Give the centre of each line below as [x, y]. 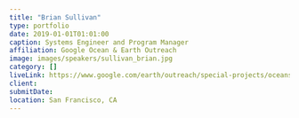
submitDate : [31, 91]
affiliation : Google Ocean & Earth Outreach [93, 51]
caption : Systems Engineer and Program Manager [99, 42]
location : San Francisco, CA [63, 100]
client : [24, 83]
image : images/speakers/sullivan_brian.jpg [91, 59]
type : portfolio [39, 26]
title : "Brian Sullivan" [55, 17]
